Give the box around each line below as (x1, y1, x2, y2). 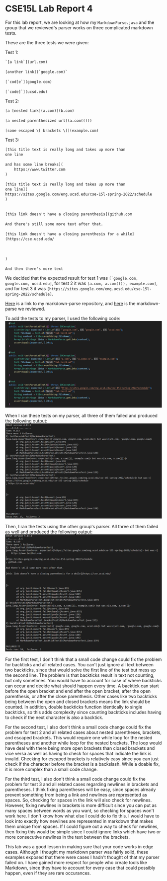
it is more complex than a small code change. (5, 766, 98, 772)
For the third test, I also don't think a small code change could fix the (5, 776, 146, 782)
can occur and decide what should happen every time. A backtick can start (5, 683, 159, 689)
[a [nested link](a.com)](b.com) (5, 108, 75, 113)
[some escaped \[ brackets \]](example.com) (5, 128, 99, 133)
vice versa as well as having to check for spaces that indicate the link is (5, 750, 152, 756)
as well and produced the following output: (5, 529, 93, 535)
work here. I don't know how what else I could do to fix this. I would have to (5, 813, 160, 819)
